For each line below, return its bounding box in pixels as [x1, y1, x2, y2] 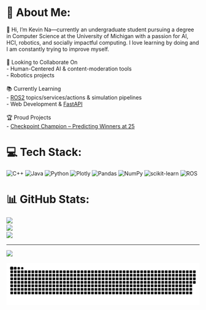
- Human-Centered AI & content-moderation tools [6, 64, 132, 72]
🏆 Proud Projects [6, 114, 51, 121]
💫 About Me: [6, 6, 71, 20]
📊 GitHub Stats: [6, 193, 90, 206]
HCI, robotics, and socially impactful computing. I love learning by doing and [6, 39, 199, 46]
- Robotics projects [6, 71, 55, 79]
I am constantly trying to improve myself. [6, 45, 109, 53]
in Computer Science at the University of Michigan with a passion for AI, [6, 32, 189, 39]
